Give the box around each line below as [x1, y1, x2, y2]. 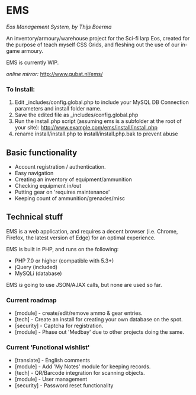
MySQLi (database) [14, 270, 62, 277]
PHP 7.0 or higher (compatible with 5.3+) [14, 257, 114, 264]
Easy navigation [14, 170, 54, 177]
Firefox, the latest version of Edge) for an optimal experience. [6, 234, 156, 241]
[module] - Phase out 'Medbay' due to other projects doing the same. [14, 328, 185, 336]
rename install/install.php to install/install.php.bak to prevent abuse [14, 130, 178, 137]
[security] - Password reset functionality [14, 382, 114, 389]
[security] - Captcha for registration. [14, 322, 104, 330]
